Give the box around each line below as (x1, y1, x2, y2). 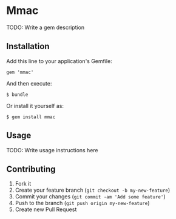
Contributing (6, 164, 56, 174)
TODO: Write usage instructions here (6, 146, 98, 153)
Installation (6, 41, 50, 52)
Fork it (15, 180, 32, 187)
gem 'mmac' (6, 69, 34, 75)
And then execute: (6, 79, 52, 87)
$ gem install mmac (6, 113, 56, 120)
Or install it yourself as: (6, 102, 64, 109)
